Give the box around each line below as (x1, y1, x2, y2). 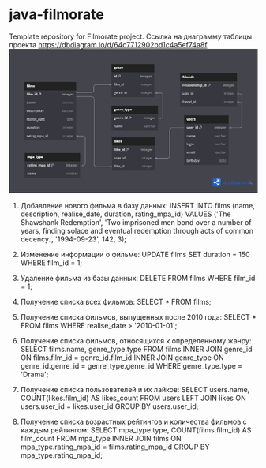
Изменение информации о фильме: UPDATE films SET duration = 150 (20, 249, 251, 259)
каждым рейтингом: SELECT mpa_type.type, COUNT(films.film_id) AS (20, 425, 252, 435)
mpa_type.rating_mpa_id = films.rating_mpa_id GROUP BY (20, 442, 210, 451)
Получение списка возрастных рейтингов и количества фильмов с (20, 417, 247, 426)
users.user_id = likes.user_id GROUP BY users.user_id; (20, 401, 199, 411)
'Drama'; (20, 369, 49, 379)
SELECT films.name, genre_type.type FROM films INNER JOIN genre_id (20, 344, 253, 354)
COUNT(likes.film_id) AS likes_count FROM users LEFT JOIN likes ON (20, 393, 247, 402)
